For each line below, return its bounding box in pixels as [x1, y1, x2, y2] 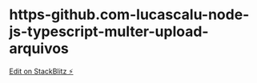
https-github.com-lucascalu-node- [9, 6, 250, 24]
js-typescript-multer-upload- [9, 22, 209, 41]
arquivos [9, 40, 69, 57]
